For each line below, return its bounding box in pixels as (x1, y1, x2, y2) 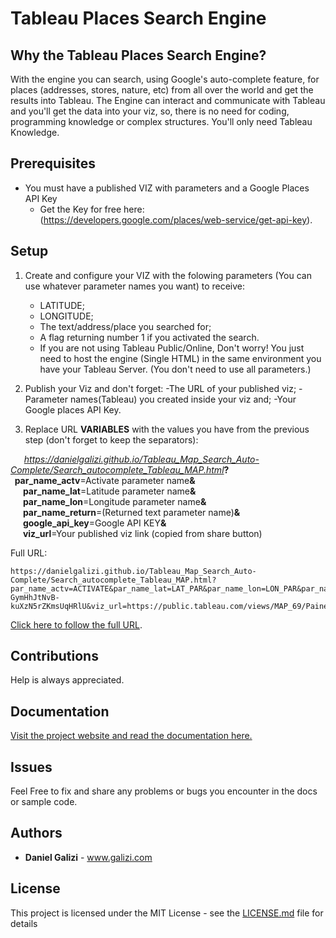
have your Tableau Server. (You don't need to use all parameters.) (39, 363, 312, 375)
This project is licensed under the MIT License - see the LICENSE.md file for (10, 907, 324, 919)
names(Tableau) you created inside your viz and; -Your (69, 393, 297, 405)
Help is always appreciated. (10, 674, 125, 686)
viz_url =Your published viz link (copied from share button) (22, 527, 263, 539)
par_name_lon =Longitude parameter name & (22, 495, 207, 507)
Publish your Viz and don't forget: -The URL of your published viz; (24, 382, 297, 394)
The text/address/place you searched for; (39, 320, 212, 332)
